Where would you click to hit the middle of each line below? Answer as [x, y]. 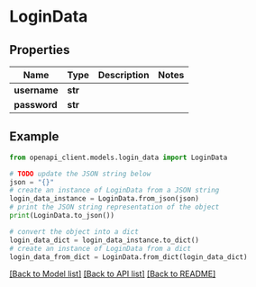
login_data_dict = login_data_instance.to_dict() [105, 240]
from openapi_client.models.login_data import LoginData [119, 157]
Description [123, 75]
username [36, 90]
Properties [40, 50]
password [36, 105]
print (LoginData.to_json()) [62, 216]
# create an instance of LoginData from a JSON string [114, 191]
